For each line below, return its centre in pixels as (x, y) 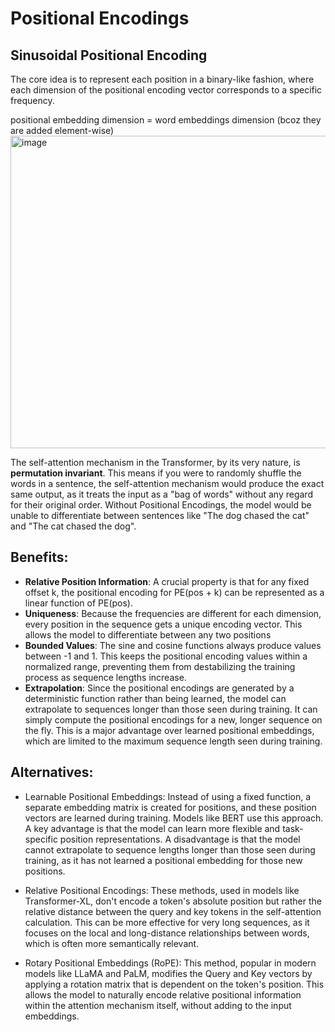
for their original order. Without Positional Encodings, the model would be (161, 505)
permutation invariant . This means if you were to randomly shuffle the (156, 473)
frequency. (32, 100)
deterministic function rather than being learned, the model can (155, 698)
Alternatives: (52, 772)
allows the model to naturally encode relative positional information (163, 994)
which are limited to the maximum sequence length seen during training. (173, 741)
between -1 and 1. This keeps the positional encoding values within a (166, 656)
